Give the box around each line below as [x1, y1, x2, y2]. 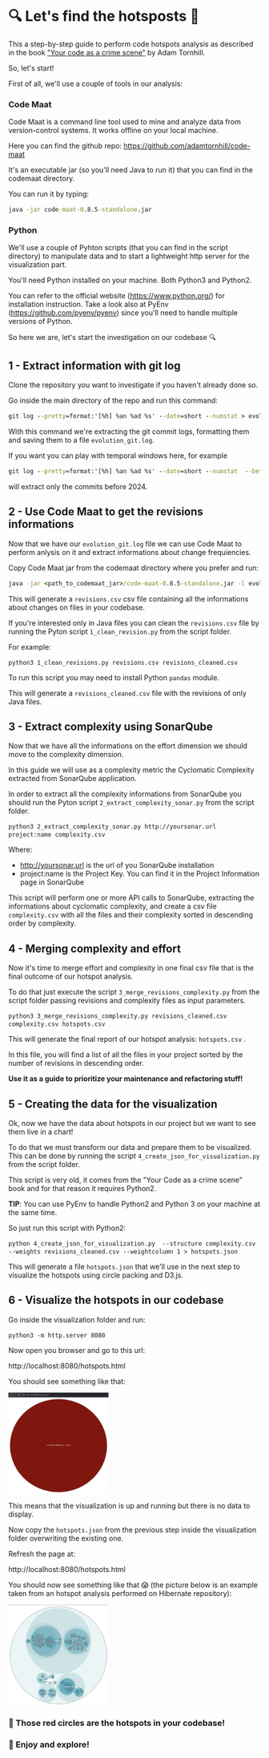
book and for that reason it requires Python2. [8, 1184, 157, 1193]
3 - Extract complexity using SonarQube [8, 720, 214, 734]
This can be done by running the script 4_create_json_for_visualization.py [8, 1151, 260, 1161]
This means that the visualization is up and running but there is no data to [8, 1501, 251, 1510]
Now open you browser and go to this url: [8, 1345, 146, 1355]
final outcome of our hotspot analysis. [8, 972, 134, 982]
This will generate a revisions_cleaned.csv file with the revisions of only [8, 688, 247, 698]
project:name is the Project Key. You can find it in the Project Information [19, 869, 260, 879]
